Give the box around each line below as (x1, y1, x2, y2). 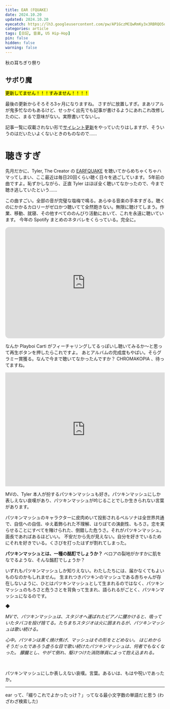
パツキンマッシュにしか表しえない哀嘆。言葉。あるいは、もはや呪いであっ (5, 670, 160, 676)
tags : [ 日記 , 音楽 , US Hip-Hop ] (5, 31, 71, 36)
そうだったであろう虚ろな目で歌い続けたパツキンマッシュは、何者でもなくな (5, 643, 165, 649)
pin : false (5, 36, 28, 41)
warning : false (5, 45, 37, 50)
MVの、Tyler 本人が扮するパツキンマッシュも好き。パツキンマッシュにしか (5, 491, 161, 497)
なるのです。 (22, 593, 50, 599)
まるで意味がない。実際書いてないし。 (22, 113, 103, 119)
